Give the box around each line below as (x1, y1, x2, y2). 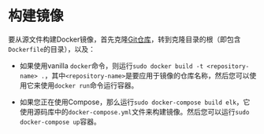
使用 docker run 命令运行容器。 (40, 80, 139, 90)
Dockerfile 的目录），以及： (8, 44, 96, 53)
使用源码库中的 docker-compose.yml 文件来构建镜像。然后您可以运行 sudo (19, 107, 250, 116)
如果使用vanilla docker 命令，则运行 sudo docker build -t (19, 60, 203, 71)
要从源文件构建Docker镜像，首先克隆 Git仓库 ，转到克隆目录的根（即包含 (8, 34, 241, 44)
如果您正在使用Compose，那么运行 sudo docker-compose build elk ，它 (19, 97, 251, 107)
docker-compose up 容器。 (19, 117, 101, 126)
